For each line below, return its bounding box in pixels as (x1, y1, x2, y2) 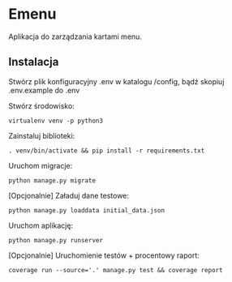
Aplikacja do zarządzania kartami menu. (8, 32, 142, 41)
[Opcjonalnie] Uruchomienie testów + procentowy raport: (8, 250, 200, 260)
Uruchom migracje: (8, 160, 73, 170)
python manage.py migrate (8, 176, 96, 185)
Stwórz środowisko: (8, 100, 75, 110)
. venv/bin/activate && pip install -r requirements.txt (8, 147, 205, 155)
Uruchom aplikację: (8, 220, 74, 230)
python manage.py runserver (8, 236, 104, 244)
